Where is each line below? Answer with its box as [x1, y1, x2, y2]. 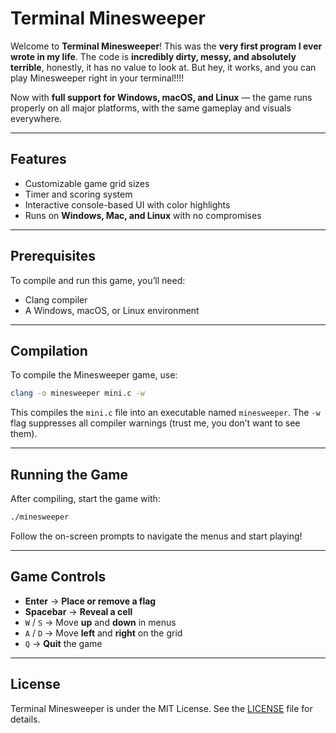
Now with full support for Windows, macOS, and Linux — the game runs [10, 91, 313, 103]
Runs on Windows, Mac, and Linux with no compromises [24, 209, 262, 221]
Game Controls [10, 568, 107, 586]
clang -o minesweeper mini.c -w [10, 388, 145, 399]
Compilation [10, 342, 88, 359]
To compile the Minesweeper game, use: [10, 369, 178, 381]
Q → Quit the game [24, 637, 103, 649]
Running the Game [10, 466, 128, 483]
